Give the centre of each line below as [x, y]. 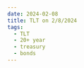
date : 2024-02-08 [33, 14]
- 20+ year [30, 40]
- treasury [30, 47]
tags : [15, 27]
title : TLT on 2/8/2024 [42, 21]
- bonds [25, 54]
